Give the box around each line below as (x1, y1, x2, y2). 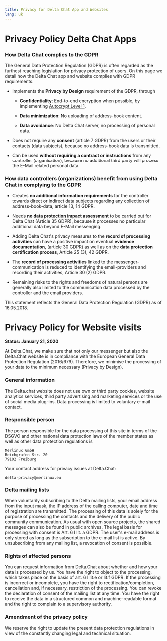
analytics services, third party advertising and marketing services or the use (5, 393, 162, 399)
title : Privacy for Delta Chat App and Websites (5, 7, 108, 12)
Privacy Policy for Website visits (5, 322, 142, 333)
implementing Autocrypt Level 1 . (19, 103, 86, 109)
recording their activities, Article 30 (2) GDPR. (12, 270, 107, 276)
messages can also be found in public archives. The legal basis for (5, 524, 142, 530)
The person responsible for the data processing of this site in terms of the (5, 427, 157, 434)
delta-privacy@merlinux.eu (5, 475, 61, 480)
